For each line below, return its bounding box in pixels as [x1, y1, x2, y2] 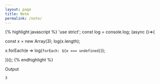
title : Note [5, 12, 29, 16]
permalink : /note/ [5, 16, 42, 21]
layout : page [5, 7, 32, 12]
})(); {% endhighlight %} [5, 57, 53, 63]
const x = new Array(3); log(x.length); [5, 38, 80, 44]
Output [5, 66, 19, 72]
